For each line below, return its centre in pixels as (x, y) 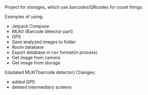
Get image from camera (36, 58)
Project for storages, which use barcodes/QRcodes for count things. (74, 7)
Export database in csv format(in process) (55, 52)
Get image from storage (36, 63)
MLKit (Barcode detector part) (42, 31)
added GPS (23, 82)
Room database (28, 47)
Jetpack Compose (31, 26)
